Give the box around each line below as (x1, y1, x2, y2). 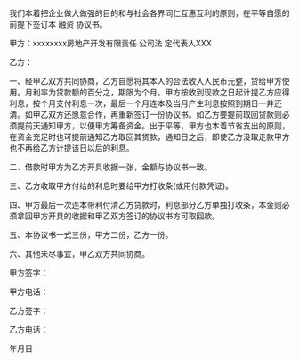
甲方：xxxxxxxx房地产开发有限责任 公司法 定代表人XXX (9, 38, 212, 48)
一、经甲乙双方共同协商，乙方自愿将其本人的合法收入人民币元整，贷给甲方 (9, 76, 282, 86)
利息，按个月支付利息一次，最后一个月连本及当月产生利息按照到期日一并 (9, 98, 274, 109)
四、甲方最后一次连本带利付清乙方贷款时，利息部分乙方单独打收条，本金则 (9, 200, 282, 210)
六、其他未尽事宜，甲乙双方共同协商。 (9, 249, 149, 259)
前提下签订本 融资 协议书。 (9, 19, 108, 29)
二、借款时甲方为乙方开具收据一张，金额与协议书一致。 (9, 161, 212, 172)
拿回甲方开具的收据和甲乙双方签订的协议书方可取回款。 (16, 210, 220, 221)
